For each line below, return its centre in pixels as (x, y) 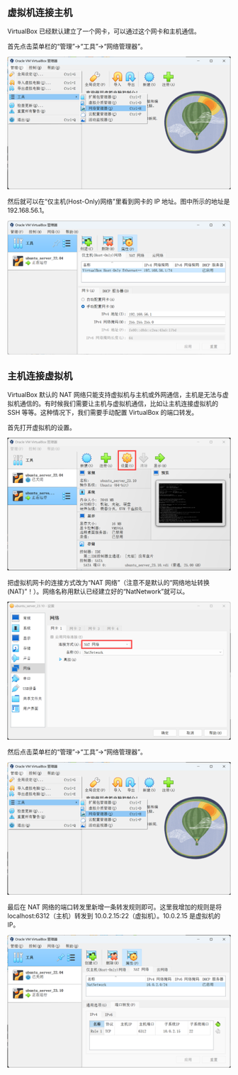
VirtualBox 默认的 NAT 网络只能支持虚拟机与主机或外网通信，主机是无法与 (115, 394)
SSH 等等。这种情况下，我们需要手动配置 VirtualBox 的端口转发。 (103, 412)
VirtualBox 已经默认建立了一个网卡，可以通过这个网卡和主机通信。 (104, 31)
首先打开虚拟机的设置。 (41, 427)
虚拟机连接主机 (40, 13)
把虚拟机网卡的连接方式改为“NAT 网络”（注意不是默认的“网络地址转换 (109, 583)
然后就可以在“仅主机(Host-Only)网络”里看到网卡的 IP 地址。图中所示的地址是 (119, 201)
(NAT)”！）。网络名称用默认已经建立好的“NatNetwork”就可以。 (98, 591)
